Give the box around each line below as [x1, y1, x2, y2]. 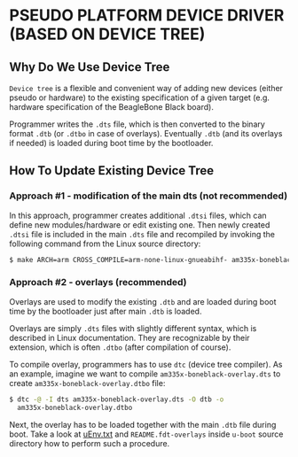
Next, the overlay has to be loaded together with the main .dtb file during [9, 419, 277, 430]
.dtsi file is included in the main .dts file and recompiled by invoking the [9, 228, 275, 239]
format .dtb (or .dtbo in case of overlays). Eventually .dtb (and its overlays [9, 128, 283, 138]
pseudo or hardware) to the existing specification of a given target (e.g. [9, 92, 271, 103]
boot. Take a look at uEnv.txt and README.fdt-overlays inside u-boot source [9, 429, 284, 439]
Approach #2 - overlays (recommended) [9, 276, 187, 289]
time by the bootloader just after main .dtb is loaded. [9, 306, 202, 316]
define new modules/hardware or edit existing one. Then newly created [9, 219, 271, 230]
